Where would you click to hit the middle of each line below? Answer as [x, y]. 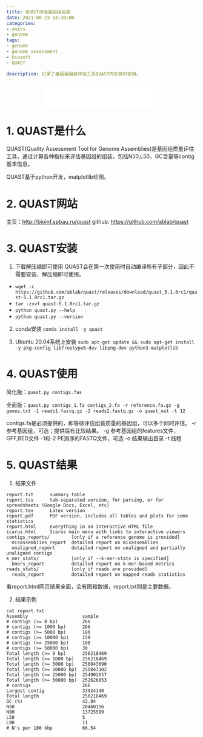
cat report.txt [25, 611]
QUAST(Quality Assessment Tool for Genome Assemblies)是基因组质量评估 [100, 149]
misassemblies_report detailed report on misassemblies [85, 543]
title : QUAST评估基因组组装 [38, 12]
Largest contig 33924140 [55, 691]
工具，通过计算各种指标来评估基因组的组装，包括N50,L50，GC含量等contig [101, 156]
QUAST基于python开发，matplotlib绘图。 [58, 177]
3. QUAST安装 [42, 248]
